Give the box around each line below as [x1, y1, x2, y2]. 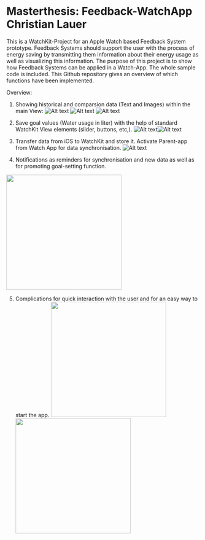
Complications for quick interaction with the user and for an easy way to [15, 295, 198, 302]
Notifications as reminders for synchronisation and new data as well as [15, 155, 195, 163]
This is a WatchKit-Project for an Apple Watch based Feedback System [6, 37, 186, 45]
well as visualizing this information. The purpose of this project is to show [6, 57, 192, 65]
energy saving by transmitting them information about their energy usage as [6, 50, 199, 58]
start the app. [15, 411, 50, 418]
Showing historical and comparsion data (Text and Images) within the [15, 100, 191, 108]
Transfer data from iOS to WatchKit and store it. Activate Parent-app [15, 137, 188, 145]
